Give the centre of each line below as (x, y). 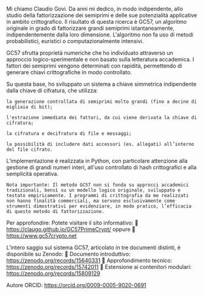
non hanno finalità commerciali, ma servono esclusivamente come (91, 201)
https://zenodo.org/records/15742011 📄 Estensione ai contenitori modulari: (99, 267)
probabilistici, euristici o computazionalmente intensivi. (75, 41)
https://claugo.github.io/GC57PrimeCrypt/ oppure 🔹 (71, 229)
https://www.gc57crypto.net (42, 236)
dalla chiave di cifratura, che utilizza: (52, 90)
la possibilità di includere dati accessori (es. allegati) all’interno (100, 144)
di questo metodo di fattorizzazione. (55, 212)
